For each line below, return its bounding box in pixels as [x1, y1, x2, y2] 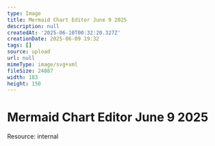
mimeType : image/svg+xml [7, 61, 78, 68]
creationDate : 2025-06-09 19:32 [7, 36, 99, 42]
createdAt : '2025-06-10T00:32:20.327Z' [7, 29, 121, 36]
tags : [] [7, 42, 32, 49]
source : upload [7, 49, 51, 56]
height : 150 [7, 80, 41, 87]
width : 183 [7, 73, 38, 81]
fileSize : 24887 [7, 67, 53, 74]
